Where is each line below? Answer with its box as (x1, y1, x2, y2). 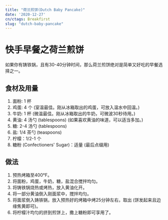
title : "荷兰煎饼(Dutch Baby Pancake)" (5, 7, 85, 12)
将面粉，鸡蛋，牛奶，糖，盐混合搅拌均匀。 (12, 178, 100, 184)
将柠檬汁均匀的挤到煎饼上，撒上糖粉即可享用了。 (12, 209, 113, 215)
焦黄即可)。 (16, 203, 41, 209)
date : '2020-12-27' (5, 12, 46, 17)
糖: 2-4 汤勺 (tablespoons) (12, 123, 67, 129)
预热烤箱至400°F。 (12, 172, 52, 178)
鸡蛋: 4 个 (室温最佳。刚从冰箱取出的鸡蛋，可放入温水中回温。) (12, 104, 140, 110)
